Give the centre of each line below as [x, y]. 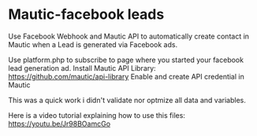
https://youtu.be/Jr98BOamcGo [60, 123]
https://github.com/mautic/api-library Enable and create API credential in [126, 76]
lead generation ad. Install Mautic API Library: [82, 68]
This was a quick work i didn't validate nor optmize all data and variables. [127, 100]
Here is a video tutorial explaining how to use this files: [97, 115]
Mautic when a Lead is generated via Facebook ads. [93, 44]
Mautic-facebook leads [86, 15]
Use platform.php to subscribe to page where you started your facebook [126, 60]
